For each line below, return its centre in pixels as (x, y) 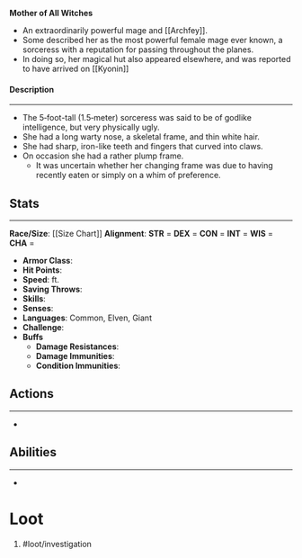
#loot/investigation (57, 544)
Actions (31, 394)
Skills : (34, 299)
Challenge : (43, 328)
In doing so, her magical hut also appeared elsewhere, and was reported (156, 59)
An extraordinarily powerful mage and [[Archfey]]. (115, 30)
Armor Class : (48, 261)
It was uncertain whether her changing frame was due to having (155, 166)
